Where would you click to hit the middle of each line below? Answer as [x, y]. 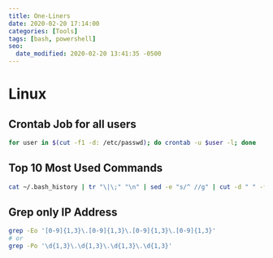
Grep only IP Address [63, 212]
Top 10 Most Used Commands [86, 168]
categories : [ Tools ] [43, 31]
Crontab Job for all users [72, 124]
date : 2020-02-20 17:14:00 [54, 24]
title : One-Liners [39, 16]
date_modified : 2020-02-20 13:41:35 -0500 [89, 54]
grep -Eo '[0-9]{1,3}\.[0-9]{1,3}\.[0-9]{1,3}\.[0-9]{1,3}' [113, 231]
